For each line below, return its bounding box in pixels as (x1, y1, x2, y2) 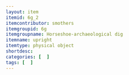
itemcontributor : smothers (5, 20, 74, 26)
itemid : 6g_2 (5, 15, 39, 21)
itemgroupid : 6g (5, 25, 47, 32)
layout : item (5, 8, 39, 15)
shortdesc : (5, 48, 33, 54)
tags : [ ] (5, 59, 33, 65)
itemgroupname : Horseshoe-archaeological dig (5, 31, 123, 37)
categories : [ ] (5, 54, 50, 60)
